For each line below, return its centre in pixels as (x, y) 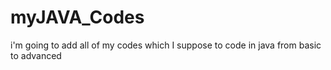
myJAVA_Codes (77, 17)
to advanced (36, 55)
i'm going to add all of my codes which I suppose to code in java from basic (166, 45)
